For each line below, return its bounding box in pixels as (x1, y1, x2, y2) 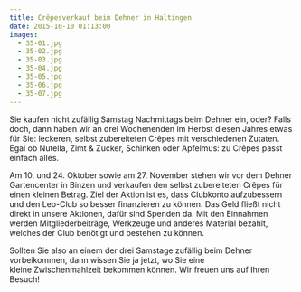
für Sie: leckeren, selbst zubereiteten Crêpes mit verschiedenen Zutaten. (9, 133, 280, 144)
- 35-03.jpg (17, 55, 63, 64)
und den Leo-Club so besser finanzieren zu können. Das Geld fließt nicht (9, 198, 281, 209)
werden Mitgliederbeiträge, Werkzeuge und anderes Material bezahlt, (9, 218, 268, 229)
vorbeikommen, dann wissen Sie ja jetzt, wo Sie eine (9, 254, 205, 265)
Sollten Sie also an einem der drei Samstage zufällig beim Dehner (9, 245, 253, 256)
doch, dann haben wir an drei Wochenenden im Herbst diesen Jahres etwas (9, 123, 293, 134)
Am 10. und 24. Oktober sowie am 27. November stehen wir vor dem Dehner (9, 169, 293, 181)
